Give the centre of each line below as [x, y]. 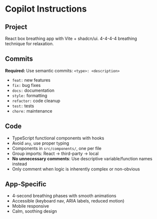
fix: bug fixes [26, 85]
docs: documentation [33, 90]
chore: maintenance [32, 111]
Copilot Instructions [46, 9]
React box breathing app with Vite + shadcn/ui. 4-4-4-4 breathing [71, 38]
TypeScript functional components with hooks [58, 138]
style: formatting [30, 95]
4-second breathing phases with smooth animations [64, 196]
